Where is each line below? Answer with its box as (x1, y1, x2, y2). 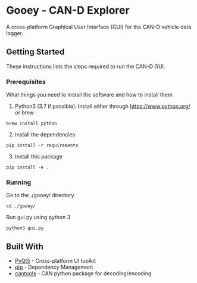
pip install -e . (6, 164, 49, 170)
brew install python (6, 120, 58, 127)
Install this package (14, 153, 62, 160)
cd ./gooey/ (6, 203, 36, 209)
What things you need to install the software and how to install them (6, 91, 173, 98)
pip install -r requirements (6, 142, 79, 149)
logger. (6, 29, 24, 36)
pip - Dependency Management (14, 263, 93, 271)
